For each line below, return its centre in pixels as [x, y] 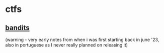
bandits [17, 28]
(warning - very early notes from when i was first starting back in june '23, [82, 39]
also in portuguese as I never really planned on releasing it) [67, 45]
